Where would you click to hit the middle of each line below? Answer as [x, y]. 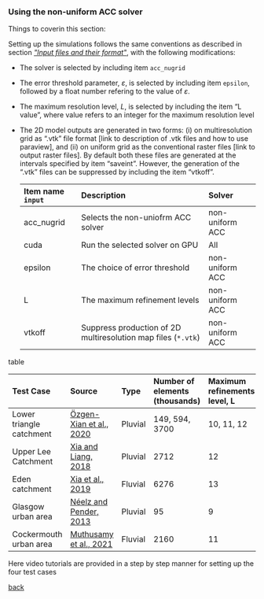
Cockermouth [37, 534]
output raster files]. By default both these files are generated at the [128, 155]
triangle [26, 424]
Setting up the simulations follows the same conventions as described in [125, 44]
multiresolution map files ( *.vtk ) [141, 338]
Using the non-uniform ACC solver [75, 12]
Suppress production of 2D [131, 327]
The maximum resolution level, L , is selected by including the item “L [130, 107]
